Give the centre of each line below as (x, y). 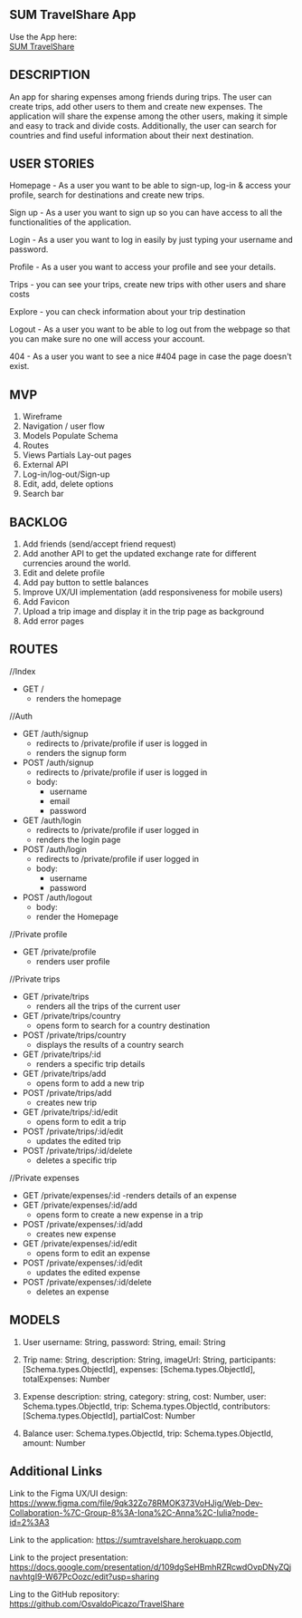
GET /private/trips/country (71, 1015)
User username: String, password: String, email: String (124, 1342)
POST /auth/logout (57, 897)
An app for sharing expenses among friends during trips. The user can (141, 97)
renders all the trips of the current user (108, 1006)
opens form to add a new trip (90, 1083)
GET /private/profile (59, 952)
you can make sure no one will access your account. (107, 339)
